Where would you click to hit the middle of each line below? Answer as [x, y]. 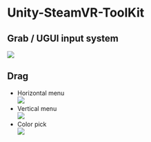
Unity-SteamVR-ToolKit [76, 13]
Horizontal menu [41, 93]
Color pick [32, 124]
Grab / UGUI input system [63, 38]
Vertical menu [37, 108]
